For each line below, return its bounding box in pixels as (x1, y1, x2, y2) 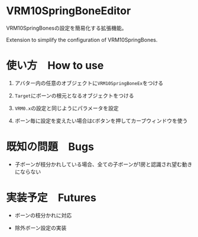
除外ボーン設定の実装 (14, 224, 67, 231)
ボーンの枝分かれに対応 (14, 212, 72, 219)
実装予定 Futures (6, 191, 96, 204)
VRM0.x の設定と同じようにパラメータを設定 (14, 105, 119, 112)
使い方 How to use (6, 59, 104, 72)
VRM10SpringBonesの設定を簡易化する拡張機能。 (6, 24, 127, 31)
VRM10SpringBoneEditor (6, 4, 131, 18)
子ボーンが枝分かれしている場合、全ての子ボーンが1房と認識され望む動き (14, 161, 193, 168)
